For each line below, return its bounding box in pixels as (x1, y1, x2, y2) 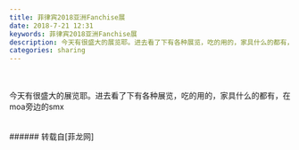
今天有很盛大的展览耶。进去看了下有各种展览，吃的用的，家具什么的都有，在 (9, 91, 291, 101)
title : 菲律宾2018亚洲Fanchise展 (9, 12, 126, 22)
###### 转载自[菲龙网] (9, 131, 95, 142)
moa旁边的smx (9, 101, 64, 112)
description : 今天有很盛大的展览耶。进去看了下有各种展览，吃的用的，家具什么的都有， (9, 37, 295, 47)
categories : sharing (9, 46, 87, 55)
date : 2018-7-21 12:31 (9, 21, 94, 30)
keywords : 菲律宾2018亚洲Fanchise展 (9, 29, 137, 38)
